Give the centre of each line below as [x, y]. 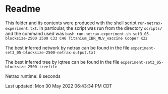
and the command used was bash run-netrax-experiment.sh [68, 33]
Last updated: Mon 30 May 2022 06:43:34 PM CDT [59, 86]
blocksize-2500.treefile [31, 67]
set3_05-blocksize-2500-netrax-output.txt [50, 53]
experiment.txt [21, 28]
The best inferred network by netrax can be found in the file [67, 48]
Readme [23, 9]
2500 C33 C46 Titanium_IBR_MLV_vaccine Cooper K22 [93, 38]
